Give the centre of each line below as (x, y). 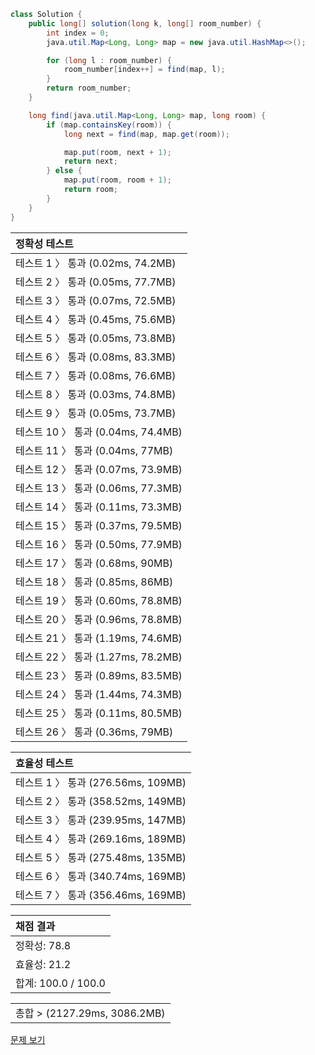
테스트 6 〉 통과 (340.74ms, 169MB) (101, 876)
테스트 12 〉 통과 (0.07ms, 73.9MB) (99, 469)
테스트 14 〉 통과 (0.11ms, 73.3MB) (99, 507)
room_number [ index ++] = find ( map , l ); (144, 70)
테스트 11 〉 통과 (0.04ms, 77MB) (94, 450)
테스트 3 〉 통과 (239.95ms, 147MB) (101, 820)
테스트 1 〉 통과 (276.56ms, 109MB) (101, 782)
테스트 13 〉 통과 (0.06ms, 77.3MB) (99, 488)
